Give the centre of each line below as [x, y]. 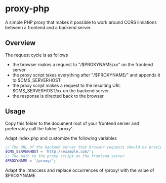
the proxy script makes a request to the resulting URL [66, 85]
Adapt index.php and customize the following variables [61, 138]
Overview [21, 43]
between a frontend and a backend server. [48, 27]
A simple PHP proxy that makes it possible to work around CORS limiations [81, 22]
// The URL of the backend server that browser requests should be [76, 147]
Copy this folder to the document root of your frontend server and [72, 123]
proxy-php [27, 9]
